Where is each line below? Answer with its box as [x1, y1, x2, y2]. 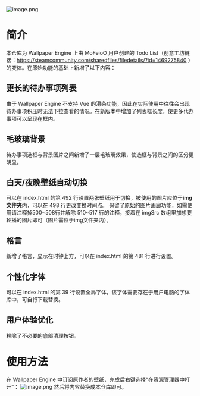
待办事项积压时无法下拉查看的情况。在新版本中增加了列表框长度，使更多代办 [6, 107, 194, 115]
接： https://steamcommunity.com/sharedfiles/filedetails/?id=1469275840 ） [6, 56, 193, 64]
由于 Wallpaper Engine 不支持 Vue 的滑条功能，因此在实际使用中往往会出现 [6, 100, 190, 107]
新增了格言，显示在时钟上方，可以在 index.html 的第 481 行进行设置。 [6, 253, 177, 260]
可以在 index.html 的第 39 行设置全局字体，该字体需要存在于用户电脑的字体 [6, 288, 190, 296]
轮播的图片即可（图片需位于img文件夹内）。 [6, 216, 112, 224]
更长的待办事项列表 [6, 83, 77, 93]
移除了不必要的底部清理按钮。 [6, 332, 79, 339]
